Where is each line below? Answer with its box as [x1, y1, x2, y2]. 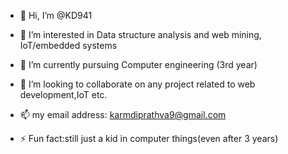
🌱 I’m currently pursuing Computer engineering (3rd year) [19, 59, 258, 70]
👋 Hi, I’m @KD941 [19, 10, 93, 21]
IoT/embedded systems [19, 40, 118, 51]
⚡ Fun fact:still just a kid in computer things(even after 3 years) [19, 133, 279, 144]
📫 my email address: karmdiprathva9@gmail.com [19, 109, 227, 120]
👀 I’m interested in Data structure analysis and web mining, [19, 29, 262, 40]
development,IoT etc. [19, 89, 108, 100]
